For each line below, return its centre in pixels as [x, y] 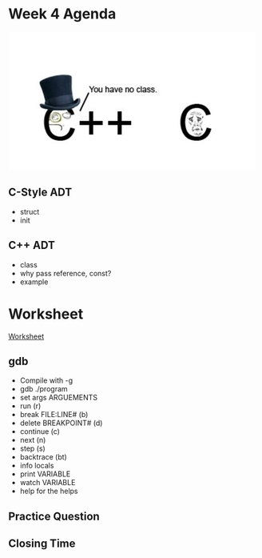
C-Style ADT [40, 193]
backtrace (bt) [44, 457]
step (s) [32, 448]
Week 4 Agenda [62, 14]
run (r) [30, 406]
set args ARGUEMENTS [59, 398]
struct [30, 211]
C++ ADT [32, 245]
